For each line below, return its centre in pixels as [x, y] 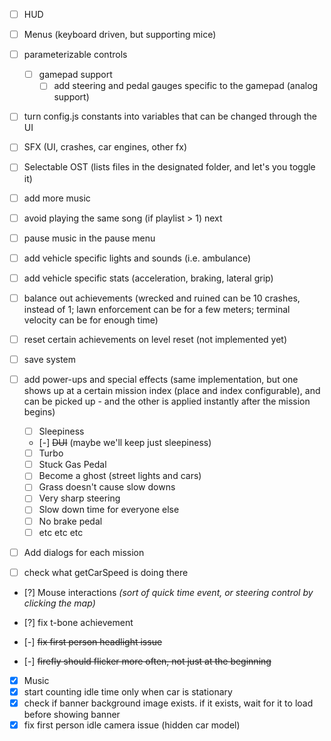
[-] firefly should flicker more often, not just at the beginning [147, 661]
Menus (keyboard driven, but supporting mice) [120, 35]
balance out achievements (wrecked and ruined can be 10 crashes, [162, 298]
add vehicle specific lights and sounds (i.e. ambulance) [137, 258]
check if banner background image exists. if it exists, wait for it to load [168, 703]
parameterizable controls [75, 55]
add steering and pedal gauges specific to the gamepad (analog [186, 86]
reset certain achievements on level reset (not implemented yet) [155, 339]
